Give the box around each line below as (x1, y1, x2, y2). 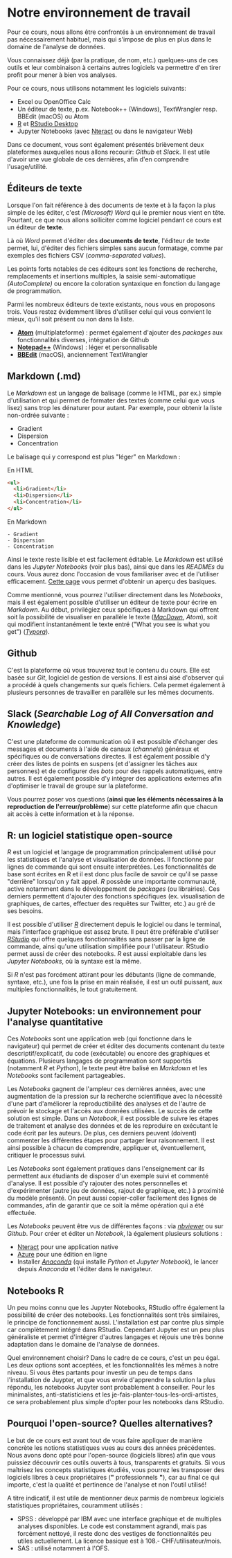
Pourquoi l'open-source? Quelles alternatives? (7, 1418, 213, 1430)
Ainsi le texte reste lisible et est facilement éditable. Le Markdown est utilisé (7, 555, 224, 563)
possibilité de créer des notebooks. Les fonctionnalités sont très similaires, (7, 1311, 220, 1319)
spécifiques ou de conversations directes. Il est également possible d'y (7, 752, 210, 760)
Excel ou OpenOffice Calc (17, 97, 91, 105)
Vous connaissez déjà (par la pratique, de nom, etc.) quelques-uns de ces (7, 55, 218, 64)
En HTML (7, 466, 34, 474)
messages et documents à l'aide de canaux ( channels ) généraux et (7, 745, 199, 753)
